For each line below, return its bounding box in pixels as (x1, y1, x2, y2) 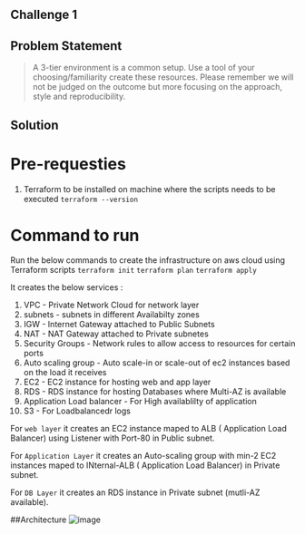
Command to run (10, 225, 140, 246)
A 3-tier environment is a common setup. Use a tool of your (32, 63, 255, 73)
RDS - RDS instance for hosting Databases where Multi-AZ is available (23, 386, 287, 397)
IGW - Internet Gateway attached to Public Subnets (23, 319, 216, 330)
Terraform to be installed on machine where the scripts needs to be (23, 183, 276, 194)
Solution (10, 117, 59, 132)
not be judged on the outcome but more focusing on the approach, (32, 82, 283, 92)
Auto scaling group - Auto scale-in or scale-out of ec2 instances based (23, 357, 290, 368)
